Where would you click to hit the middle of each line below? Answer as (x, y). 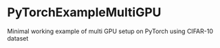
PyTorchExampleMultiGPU (84, 13)
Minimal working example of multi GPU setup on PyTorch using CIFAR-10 (110, 31)
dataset (18, 38)
